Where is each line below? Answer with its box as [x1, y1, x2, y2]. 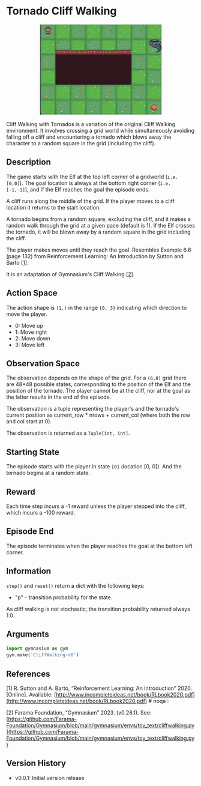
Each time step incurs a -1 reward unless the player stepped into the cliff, [6, 503, 186, 510]
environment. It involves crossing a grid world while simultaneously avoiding [6, 127, 195, 134]
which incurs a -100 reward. [6, 509, 76, 516]
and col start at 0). [6, 418, 52, 425]
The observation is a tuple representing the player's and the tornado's [6, 405, 179, 413]
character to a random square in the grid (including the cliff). [6, 139, 156, 147]
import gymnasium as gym [6, 645, 68, 652]
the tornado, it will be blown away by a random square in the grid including [6, 228, 191, 235]
